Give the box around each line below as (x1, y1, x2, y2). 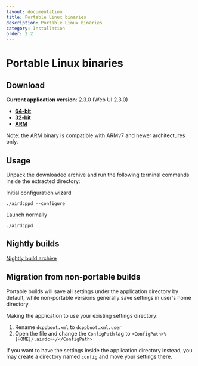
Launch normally (6, 211, 48, 218)
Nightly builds (6, 239, 60, 249)
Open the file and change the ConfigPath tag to (14, 330, 131, 337)
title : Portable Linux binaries (6, 14, 86, 20)
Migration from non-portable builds (6, 272, 141, 282)
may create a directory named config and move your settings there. (6, 353, 173, 360)
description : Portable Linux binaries (6, 20, 103, 26)
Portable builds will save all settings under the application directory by (6, 287, 179, 295)
